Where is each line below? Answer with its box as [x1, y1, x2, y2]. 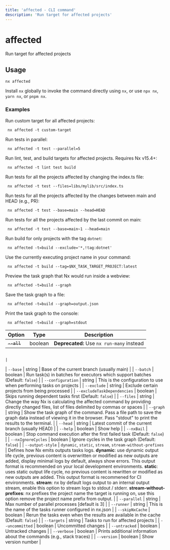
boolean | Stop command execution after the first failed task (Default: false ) [5, 431, 164, 437]
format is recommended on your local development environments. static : [5, 463, 158, 469]
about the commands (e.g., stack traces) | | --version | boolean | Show [5, 533, 154, 539]
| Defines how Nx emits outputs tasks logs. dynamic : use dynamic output [5, 447, 159, 453]
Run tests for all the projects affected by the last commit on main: [5, 216, 142, 222]
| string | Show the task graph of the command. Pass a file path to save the [5, 409, 161, 415]
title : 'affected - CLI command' [5, 7, 76, 13]
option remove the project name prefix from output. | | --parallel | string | [5, 496, 161, 502]
